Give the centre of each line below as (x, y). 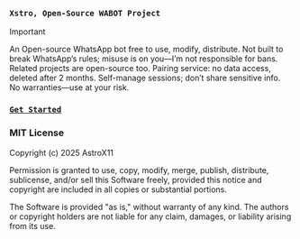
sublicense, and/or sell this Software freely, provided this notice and (136, 179)
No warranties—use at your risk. (69, 87)
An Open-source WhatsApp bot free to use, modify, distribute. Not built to (146, 50)
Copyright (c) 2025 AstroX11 (62, 152)
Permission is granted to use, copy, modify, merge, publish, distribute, (139, 170)
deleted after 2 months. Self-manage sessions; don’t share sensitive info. (145, 78)
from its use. (32, 225)
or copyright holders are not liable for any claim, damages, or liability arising (150, 216)
